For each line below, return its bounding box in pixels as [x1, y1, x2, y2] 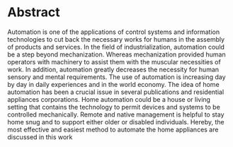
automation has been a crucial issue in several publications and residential [7, 88, 225, 96]
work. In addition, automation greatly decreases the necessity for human [7, 65, 220, 73]
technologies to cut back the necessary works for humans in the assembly [7, 35, 225, 43]
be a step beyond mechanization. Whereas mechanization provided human [7, 50, 226, 59]
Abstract [7, 4, 60, 20]
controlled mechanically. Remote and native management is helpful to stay [7, 110, 225, 119]
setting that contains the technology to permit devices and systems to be [7, 102, 221, 111]
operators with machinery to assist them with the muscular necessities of [7, 57, 221, 66]
